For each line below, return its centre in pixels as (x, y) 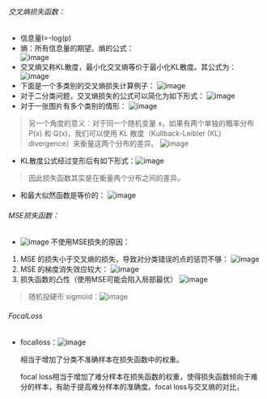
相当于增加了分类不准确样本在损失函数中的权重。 (102, 359)
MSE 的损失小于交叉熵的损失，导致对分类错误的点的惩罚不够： (124, 260)
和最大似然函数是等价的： (63, 195)
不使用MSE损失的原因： (91, 242)
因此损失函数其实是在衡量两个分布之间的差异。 (106, 178)
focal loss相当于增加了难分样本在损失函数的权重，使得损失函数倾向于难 (139, 376)
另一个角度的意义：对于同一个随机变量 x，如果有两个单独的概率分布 (141, 123)
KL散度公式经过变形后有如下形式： (78, 161)
